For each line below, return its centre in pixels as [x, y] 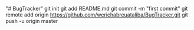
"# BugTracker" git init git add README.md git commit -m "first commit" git [97, 9]
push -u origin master [32, 21]
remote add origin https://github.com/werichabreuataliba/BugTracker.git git [97, 15]
